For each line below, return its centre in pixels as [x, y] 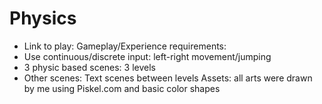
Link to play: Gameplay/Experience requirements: [125, 46]
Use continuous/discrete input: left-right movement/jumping [147, 56]
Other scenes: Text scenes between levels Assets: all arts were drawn [168, 78]
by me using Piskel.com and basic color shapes [122, 88]
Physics [43, 18]
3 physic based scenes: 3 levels [89, 67]
